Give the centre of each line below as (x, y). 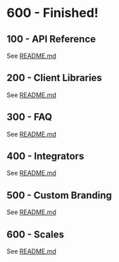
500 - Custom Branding (59, 195)
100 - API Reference (51, 39)
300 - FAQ (30, 117)
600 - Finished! (53, 13)
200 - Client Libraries (55, 78)
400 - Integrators (45, 156)
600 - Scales (36, 234)
